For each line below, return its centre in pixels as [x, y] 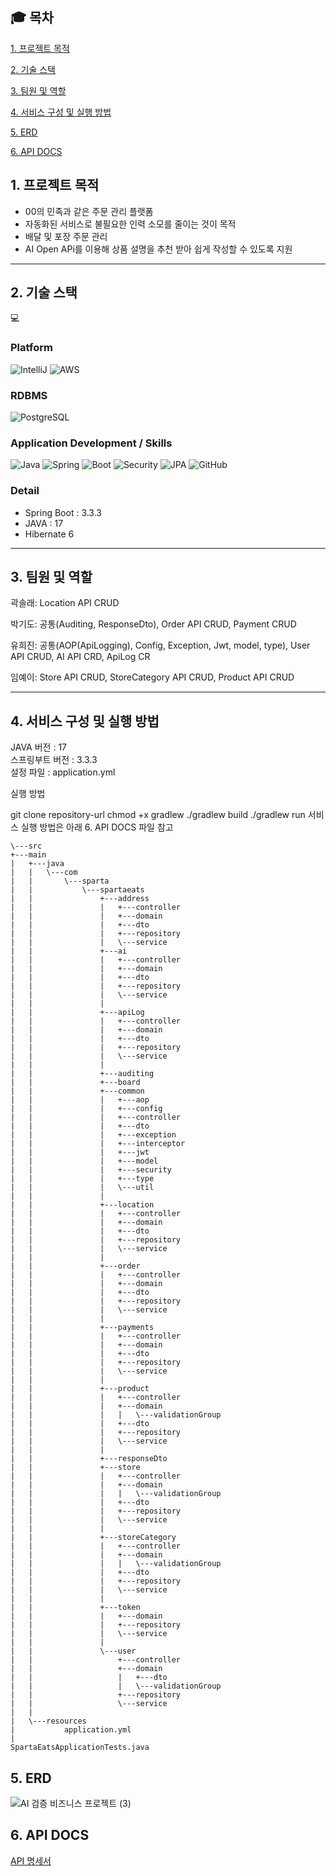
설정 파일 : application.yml [63, 772]
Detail [25, 491]
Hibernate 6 [49, 534]
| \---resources [48, 1721]
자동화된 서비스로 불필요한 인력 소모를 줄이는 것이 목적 [130, 224]
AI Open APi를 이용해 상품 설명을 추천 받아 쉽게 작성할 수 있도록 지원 [158, 249]
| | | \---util [82, 1188]
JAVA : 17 [44, 523]
